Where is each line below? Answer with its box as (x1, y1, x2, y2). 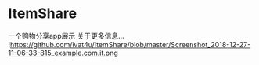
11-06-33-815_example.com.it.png (8, 48, 119, 57)
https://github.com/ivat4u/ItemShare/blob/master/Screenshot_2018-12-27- (10, 39, 251, 49)
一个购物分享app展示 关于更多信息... (8, 31, 125, 40)
